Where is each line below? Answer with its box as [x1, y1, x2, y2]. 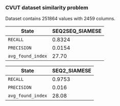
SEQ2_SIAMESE [52, 67, 92, 75]
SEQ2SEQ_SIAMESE [52, 27, 102, 34]
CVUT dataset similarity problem [5, 4, 88, 11]
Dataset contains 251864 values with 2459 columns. [5, 16, 116, 22]
